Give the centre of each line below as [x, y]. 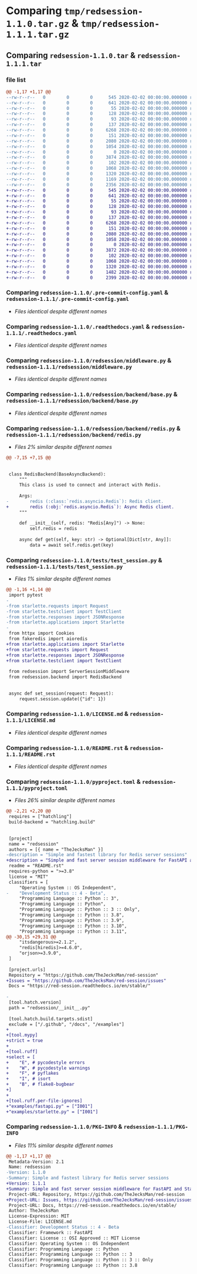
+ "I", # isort [28, 1079]
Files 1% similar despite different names [63, 579]
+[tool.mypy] [22, 1035]
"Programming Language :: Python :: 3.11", [73, 931]
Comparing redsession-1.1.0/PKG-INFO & [64, 1127]
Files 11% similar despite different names [64, 1145]
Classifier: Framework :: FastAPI [51, 1232]
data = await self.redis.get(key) [72, 545]
